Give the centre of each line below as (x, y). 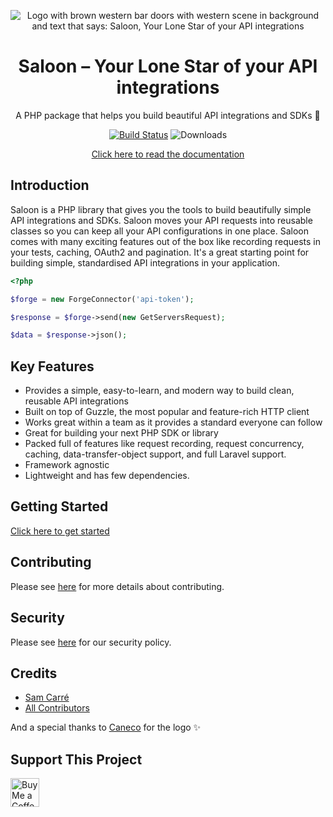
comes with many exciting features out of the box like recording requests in (166, 241)
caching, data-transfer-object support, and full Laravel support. (155, 454)
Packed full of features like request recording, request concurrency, (164, 444)
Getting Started (59, 506)
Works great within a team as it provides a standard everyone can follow (173, 422)
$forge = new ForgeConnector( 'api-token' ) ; (102, 299)
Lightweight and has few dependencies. (107, 476)
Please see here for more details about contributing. (117, 586)
